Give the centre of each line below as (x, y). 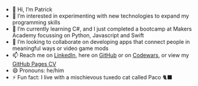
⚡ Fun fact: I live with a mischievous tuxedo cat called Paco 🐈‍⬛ (92, 77)
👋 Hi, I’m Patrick (32, 9)
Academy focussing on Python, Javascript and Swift (78, 35)
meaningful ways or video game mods (60, 48)
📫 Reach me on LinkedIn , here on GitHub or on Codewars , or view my (101, 55)
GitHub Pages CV (34, 64)
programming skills (36, 22)
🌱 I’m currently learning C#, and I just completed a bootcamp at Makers (102, 29)
